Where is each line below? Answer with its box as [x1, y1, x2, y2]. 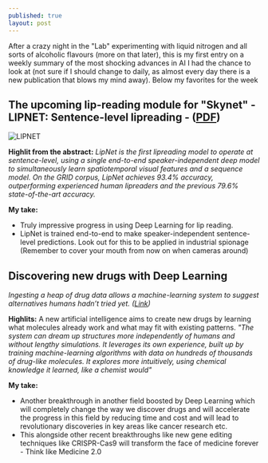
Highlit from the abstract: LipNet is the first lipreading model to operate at [8, 147, 254, 156]
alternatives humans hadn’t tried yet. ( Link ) [8, 299, 152, 308]
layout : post [8, 19, 52, 27]
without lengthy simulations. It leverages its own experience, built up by [8, 340, 244, 350]
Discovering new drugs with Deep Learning [8, 269, 228, 283]
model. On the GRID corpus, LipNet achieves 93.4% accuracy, [8, 172, 214, 182]
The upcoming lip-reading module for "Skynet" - [8, 97, 256, 112]
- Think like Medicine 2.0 [19, 447, 102, 457]
